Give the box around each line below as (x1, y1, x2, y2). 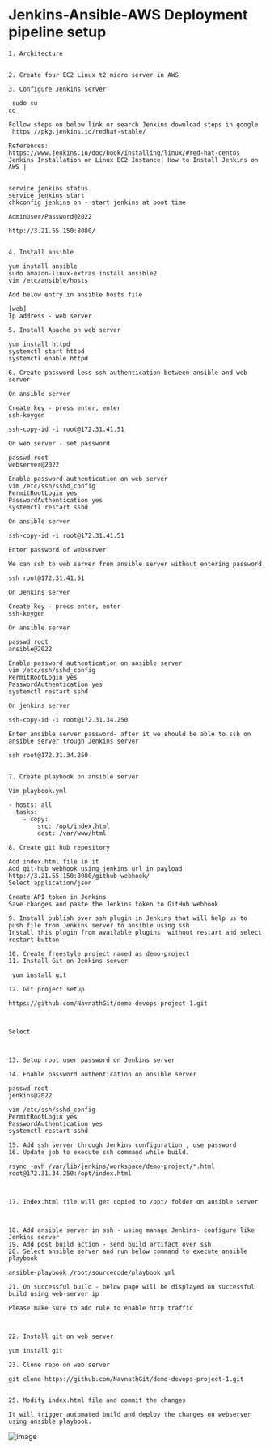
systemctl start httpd (8, 347, 85, 356)
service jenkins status (8, 184, 89, 192)
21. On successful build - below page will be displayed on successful (8, 1282, 255, 1291)
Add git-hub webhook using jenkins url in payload (8, 864, 183, 872)
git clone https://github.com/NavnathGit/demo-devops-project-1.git (8, 1374, 244, 1383)
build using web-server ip (8, 1289, 99, 1298)
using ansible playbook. (8, 1417, 92, 1426)
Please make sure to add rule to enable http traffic (8, 1304, 194, 1312)
